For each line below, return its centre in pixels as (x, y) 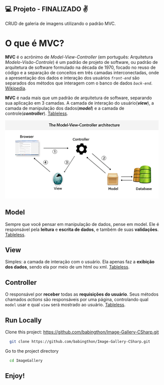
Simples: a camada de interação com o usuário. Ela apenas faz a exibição (80, 262)
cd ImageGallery (26, 360)
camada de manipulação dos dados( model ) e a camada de (65, 108)
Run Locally (23, 320)
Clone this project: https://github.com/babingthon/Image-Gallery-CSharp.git (82, 332)
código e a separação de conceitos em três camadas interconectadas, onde (82, 72)
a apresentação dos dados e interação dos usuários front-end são (72, 78)
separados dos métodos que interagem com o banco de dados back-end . (79, 83)
